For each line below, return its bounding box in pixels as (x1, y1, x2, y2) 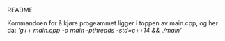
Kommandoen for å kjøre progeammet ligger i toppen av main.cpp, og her (7, 19, 219, 27)
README (7, 6, 33, 14)
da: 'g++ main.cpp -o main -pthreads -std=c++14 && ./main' (7, 27, 183, 34)
